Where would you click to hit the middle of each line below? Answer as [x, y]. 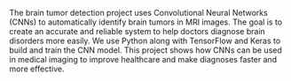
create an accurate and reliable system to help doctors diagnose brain [138, 31]
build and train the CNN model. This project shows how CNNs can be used [145, 50]
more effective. [37, 69]
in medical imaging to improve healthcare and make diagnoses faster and [143, 59]
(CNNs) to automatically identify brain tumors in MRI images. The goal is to [145, 22]
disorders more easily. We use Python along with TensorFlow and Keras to [145, 40]
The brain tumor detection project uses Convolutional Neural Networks [138, 13]
